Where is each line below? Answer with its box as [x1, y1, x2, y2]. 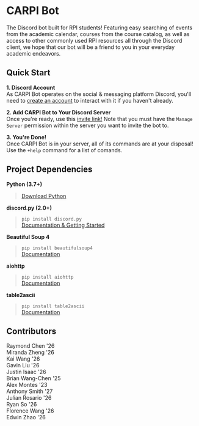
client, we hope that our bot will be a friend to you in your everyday [6, 43, 175, 51]
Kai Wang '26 [6, 355, 40, 362]
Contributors [6, 326, 57, 336]
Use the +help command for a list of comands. [6, 146, 123, 153]
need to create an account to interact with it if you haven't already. [6, 97, 174, 104]
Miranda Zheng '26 [6, 349, 55, 356]
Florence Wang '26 [6, 407, 54, 414]
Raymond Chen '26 [6, 342, 55, 350]
